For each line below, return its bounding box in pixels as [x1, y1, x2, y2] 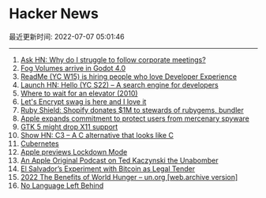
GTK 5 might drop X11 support [20, 121, 118, 131]
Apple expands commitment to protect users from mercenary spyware [20, 114, 249, 123]
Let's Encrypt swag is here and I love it [20, 96, 147, 106]
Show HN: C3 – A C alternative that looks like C [20, 130, 174, 140]
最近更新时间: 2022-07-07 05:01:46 [9, 32, 125, 41]
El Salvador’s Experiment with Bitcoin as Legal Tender [20, 163, 196, 174]
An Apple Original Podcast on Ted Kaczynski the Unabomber [20, 155, 219, 165]
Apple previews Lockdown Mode [20, 147, 128, 156]
